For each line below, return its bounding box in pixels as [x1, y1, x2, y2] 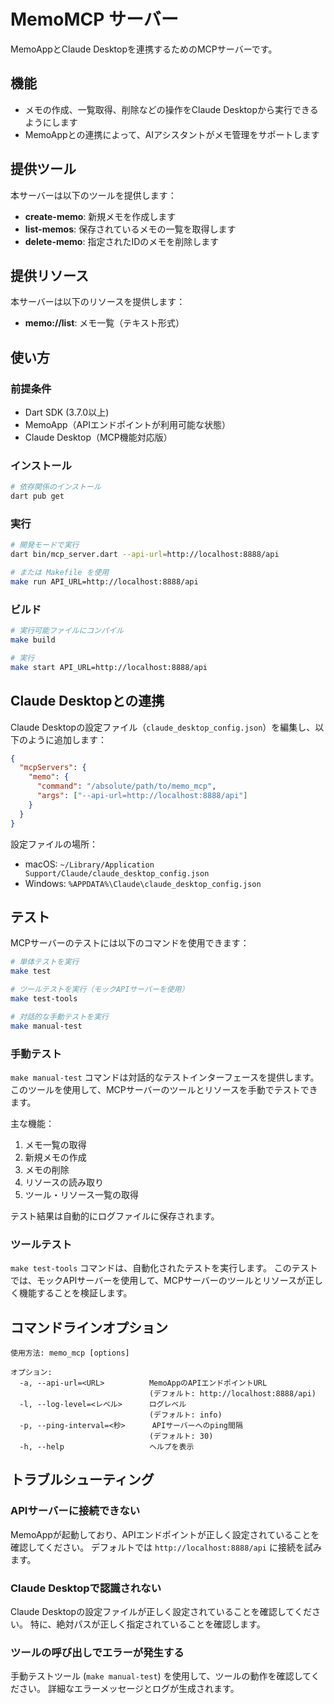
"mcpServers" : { [19, 763, 87, 773]
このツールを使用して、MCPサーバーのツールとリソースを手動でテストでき [10, 1083, 318, 1095]
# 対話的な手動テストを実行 [10, 1011, 110, 1022]
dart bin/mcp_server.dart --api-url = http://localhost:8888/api [10, 550, 280, 560]
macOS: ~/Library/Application [24, 858, 155, 870]
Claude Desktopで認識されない [10, 1581, 162, 1595]
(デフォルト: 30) [148, 1431, 214, 1441]
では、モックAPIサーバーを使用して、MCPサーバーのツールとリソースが [10, 1275, 307, 1287]
